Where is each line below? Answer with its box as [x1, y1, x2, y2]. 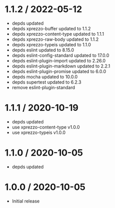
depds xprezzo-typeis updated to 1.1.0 [12, 41, 91, 47]
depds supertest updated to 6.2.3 [12, 79, 81, 85]
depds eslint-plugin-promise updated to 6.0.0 [12, 68, 106, 74]
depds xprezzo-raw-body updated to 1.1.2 [12, 36, 99, 42]
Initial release [12, 198, 40, 204]
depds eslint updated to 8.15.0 [12, 47, 74, 53]
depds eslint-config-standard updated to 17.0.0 [12, 52, 109, 58]
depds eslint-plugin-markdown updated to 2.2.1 [12, 63, 110, 69]
